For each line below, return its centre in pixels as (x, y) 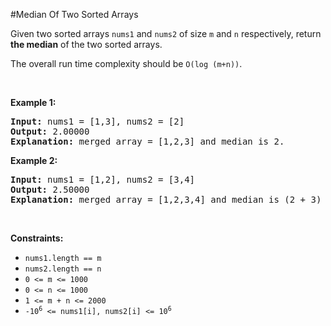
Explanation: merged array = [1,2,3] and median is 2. (147, 141)
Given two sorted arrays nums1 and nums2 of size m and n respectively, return (166, 33)
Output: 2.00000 (50, 131)
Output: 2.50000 (50, 189)
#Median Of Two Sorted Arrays (74, 14)
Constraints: (37, 238)
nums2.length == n (63, 269)
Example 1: (33, 102)
